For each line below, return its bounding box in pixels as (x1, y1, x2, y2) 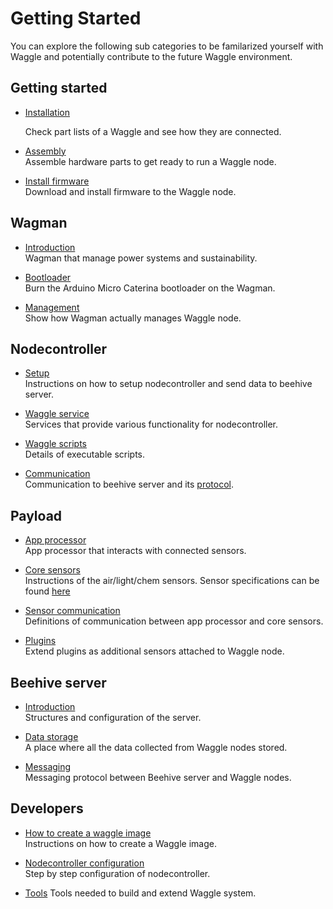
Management (24, 301, 80, 313)
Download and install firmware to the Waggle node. (24, 185, 237, 197)
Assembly (24, 145, 67, 157)
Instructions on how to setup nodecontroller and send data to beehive (24, 378, 313, 390)
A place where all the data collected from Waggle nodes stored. (24, 742, 288, 753)
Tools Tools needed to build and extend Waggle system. (24, 887, 257, 899)
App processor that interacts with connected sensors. (24, 545, 247, 557)
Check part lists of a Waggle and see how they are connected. (24, 125, 282, 137)
